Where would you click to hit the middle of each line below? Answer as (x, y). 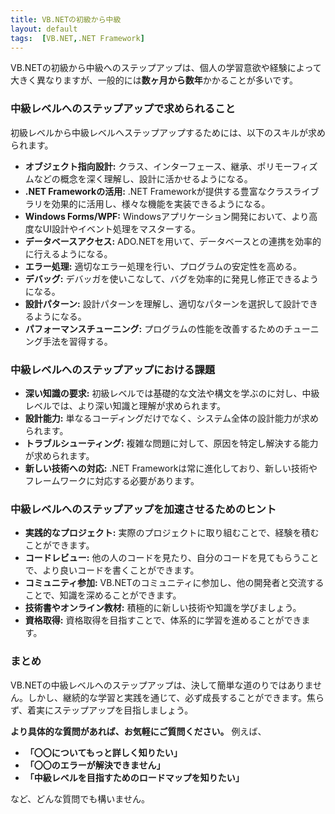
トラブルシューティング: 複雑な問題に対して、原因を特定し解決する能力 (171, 443)
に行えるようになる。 (68, 253)
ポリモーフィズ (287, 166)
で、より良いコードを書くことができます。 (112, 570)
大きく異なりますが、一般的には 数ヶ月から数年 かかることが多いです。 (154, 80)
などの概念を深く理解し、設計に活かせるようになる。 (143, 178)
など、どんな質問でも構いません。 (80, 798)
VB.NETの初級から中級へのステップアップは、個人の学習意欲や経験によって (166, 68)
